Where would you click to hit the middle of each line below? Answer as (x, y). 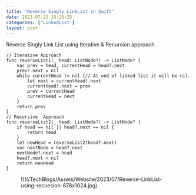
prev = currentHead (51, 92)
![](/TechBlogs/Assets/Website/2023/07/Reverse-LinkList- (92, 179)
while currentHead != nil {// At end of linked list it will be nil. (104, 76)
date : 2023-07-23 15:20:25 (39, 17)
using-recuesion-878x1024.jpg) (59, 186)
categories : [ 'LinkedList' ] (41, 22)
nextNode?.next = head (44, 153)
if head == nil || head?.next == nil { (66, 127)
